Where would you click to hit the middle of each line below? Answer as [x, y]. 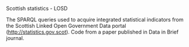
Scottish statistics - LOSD [37, 8]
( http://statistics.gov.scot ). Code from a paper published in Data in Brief [92, 32]
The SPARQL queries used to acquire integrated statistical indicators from [95, 19]
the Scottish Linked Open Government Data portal [66, 26]
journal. [15, 38]
